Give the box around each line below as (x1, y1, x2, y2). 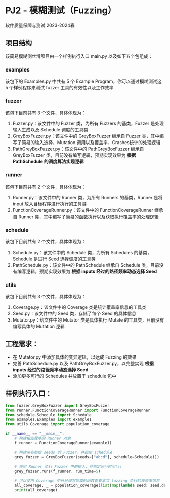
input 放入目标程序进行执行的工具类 (12, 201, 87, 207)
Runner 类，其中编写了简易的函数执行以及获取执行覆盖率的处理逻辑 (18, 214, 159, 220)
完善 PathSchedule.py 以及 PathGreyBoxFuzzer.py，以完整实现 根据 (12, 361, 154, 367)
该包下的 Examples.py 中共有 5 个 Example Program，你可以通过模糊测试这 (5, 78, 162, 84)
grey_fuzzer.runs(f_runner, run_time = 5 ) (14, 469, 101, 474)
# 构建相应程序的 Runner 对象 (14, 436, 71, 441)
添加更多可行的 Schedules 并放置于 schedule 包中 (12, 373, 116, 379)
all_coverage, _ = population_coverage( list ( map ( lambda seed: (14, 483, 148, 488)
